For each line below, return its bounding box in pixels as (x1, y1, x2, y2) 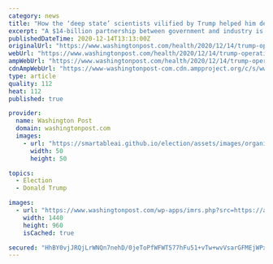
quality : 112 (8, 79, 53, 87)
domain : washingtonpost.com (15, 125, 111, 133)
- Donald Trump (15, 184, 67, 193)
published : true (8, 95, 63, 103)
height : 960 (23, 221, 63, 229)
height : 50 (29, 155, 67, 163)
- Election (15, 177, 53, 185)
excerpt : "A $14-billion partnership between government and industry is (8, 27, 264, 35)
